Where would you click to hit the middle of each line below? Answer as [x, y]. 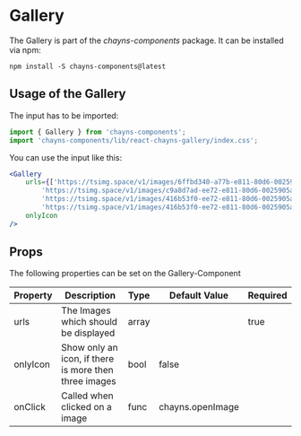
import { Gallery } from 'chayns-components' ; [98, 132]
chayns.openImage [199, 407]
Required [267, 295]
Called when [87, 396]
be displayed [88, 333]
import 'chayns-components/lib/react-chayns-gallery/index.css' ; [133, 140]
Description [90, 295]
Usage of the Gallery [68, 94]
